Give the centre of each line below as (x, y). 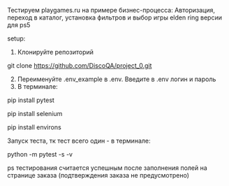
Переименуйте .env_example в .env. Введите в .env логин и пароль (117, 79)
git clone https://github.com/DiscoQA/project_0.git (80, 65)
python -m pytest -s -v (40, 154)
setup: (16, 38)
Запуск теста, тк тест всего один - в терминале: (79, 141)
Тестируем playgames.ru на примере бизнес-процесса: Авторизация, (111, 10)
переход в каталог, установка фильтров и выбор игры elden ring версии (114, 17)
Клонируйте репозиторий (56, 52)
